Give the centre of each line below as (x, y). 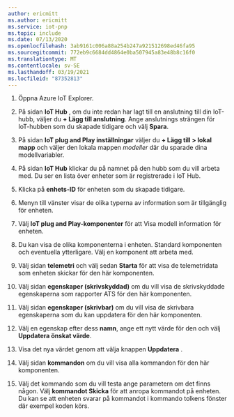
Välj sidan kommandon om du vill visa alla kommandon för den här (114, 363)
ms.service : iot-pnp (38, 26)
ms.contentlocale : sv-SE (44, 66)
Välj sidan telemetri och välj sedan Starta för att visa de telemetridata (118, 266)
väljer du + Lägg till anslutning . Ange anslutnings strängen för (126, 119)
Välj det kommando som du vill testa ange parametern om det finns (114, 384)
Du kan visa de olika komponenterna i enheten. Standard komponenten (120, 245)
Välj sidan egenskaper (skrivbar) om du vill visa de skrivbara (106, 308)
